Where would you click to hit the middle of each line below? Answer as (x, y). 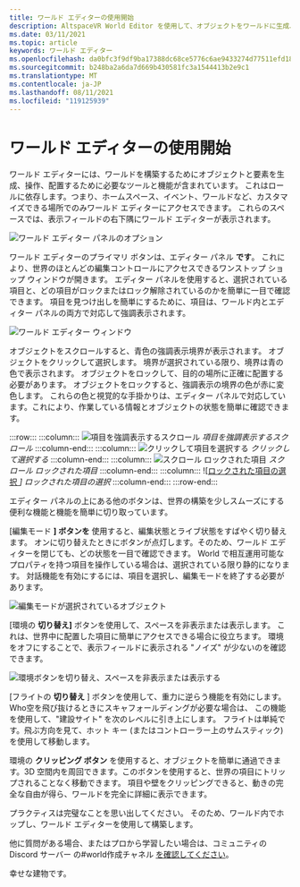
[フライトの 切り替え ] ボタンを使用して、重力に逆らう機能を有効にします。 (148, 697)
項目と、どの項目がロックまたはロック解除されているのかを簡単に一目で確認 (150, 291)
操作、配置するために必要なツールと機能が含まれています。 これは (147, 185)
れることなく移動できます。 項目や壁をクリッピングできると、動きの (150, 783)
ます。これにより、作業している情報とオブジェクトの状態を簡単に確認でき (146, 407)
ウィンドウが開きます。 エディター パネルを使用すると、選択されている (157, 279)
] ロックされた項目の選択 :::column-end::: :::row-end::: (119, 482)
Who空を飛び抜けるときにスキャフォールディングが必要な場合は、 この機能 (148, 708)
